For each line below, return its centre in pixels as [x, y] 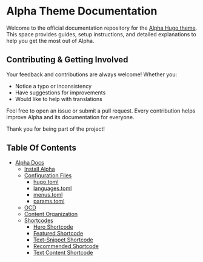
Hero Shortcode [53, 227]
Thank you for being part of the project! [55, 129]
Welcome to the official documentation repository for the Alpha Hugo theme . [102, 28]
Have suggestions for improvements [60, 93]
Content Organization [51, 214]
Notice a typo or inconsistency [53, 86]
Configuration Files [48, 175]
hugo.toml [46, 182]
